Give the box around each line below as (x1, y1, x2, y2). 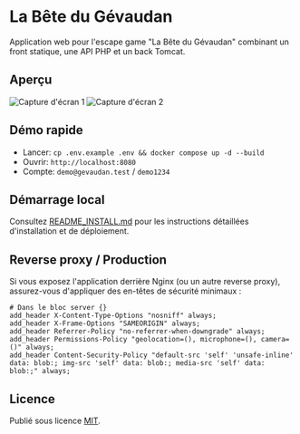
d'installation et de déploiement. (9, 226, 130, 236)
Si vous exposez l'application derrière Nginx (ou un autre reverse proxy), (9, 276, 281, 287)
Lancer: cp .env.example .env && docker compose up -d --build (22, 147, 265, 158)
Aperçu (9, 72, 53, 88)
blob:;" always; (9, 367, 71, 376)
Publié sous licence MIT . (9, 415, 102, 426)
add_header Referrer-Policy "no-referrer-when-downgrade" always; (9, 327, 266, 336)
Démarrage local (9, 192, 105, 207)
